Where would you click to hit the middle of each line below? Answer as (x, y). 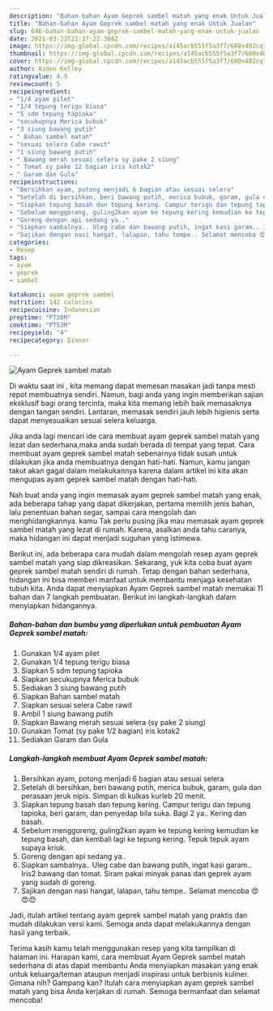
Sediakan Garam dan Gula (64, 740)
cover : (20, 62)
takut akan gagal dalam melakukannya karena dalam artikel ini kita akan (128, 471)
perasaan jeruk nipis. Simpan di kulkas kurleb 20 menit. (113, 796)
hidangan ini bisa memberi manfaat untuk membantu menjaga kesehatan (130, 580)
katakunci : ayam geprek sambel (62, 295)
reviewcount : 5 (35, 84)
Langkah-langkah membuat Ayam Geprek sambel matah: (109, 758)
